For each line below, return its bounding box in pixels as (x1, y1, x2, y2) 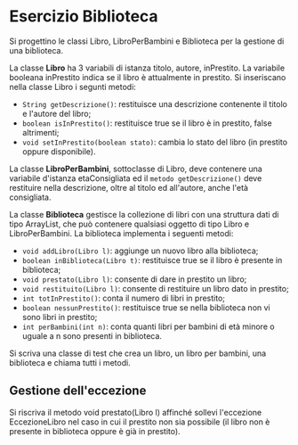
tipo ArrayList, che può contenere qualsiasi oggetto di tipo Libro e (9, 218, 250, 229)
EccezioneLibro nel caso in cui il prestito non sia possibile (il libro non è (9, 416, 270, 427)
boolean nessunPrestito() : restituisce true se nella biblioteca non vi (21, 301, 270, 313)
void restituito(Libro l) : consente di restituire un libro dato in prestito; (21, 283, 289, 293)
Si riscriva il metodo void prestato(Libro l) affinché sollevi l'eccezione (9, 407, 262, 417)
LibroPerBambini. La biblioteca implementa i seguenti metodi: (9, 227, 234, 238)
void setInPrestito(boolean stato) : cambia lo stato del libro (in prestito (21, 136, 287, 147)
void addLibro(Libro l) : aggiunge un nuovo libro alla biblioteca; (21, 245, 259, 256)
